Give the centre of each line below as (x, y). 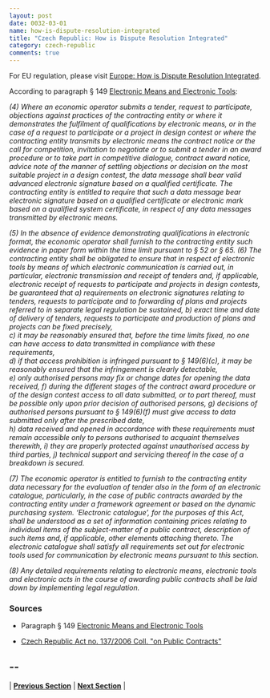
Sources (26, 608)
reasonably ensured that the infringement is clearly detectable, (114, 369)
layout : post (31, 16)
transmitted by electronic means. (64, 218)
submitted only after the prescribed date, (77, 420)
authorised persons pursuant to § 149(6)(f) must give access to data (123, 412)
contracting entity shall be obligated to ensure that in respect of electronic (132, 258)
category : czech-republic (52, 46)
